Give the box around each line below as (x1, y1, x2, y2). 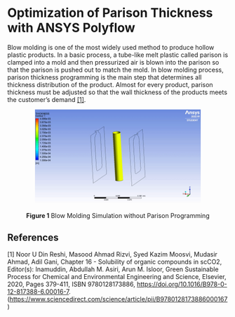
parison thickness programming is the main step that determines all (7, 72, 202, 82)
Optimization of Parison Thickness (7, 5, 213, 21)
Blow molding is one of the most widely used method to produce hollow (7, 43, 215, 51)
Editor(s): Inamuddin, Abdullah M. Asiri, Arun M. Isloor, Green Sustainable (7, 265, 219, 273)
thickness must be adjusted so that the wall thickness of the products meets (7, 88, 228, 96)
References (7, 231, 59, 243)
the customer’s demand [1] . (7, 95, 86, 103)
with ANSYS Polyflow (7, 20, 135, 36)
